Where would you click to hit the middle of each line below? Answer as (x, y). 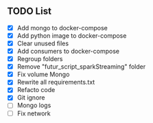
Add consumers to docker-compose (68, 51)
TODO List (29, 11)
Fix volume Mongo (43, 74)
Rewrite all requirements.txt (56, 82)
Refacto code (36, 90)
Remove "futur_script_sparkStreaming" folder (81, 67)
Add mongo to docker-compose (62, 27)
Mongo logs (34, 105)
